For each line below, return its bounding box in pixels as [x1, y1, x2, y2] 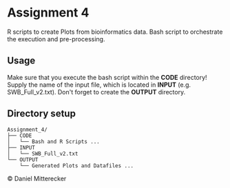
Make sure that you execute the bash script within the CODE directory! [7, 73, 208, 81]
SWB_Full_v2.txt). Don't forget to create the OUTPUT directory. [7, 87, 186, 96]
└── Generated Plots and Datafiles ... [19, 162, 134, 169]
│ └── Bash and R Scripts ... [7, 138, 100, 145]
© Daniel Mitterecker [7, 174, 67, 182]
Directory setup [7, 108, 76, 120]
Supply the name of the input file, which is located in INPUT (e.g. [7, 81, 191, 89]
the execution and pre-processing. [7, 34, 105, 43]
